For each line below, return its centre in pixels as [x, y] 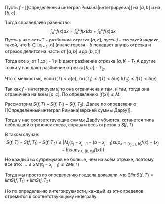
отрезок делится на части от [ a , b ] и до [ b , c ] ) [53, 51]
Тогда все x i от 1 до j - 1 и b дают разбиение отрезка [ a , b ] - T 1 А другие [81, 62]
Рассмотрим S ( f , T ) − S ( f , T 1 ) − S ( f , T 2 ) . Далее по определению [71, 104]
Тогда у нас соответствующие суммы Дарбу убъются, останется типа [80, 120]
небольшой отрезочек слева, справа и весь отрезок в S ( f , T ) [69, 125]
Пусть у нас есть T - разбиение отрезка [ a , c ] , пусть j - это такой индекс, [82, 40]
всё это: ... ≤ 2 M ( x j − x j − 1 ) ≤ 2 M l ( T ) [42, 165]
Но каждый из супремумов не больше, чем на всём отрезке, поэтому [80, 159]
